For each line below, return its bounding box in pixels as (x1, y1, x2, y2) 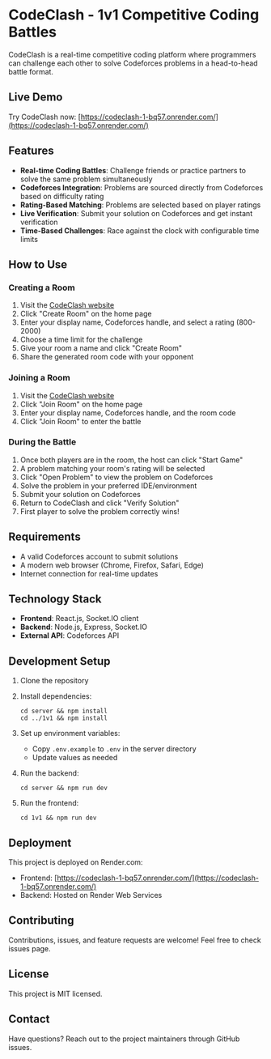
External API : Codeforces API (19, 631, 120, 640)
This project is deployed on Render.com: (8, 857, 143, 867)
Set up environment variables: (19, 729, 121, 738)
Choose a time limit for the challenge (19, 334, 143, 345)
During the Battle (8, 436, 77, 448)
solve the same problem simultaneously (19, 174, 153, 184)
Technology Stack (8, 593, 102, 606)
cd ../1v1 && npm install (19, 714, 108, 722)
